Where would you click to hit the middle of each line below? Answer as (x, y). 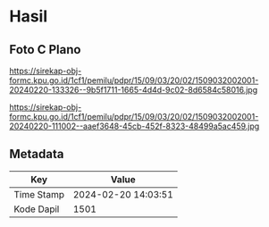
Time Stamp (39, 194)
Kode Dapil (37, 209)
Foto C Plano (45, 50)
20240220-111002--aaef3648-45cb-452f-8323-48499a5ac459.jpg (134, 126)
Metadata (37, 154)
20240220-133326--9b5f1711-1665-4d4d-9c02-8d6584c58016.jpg (134, 90)
